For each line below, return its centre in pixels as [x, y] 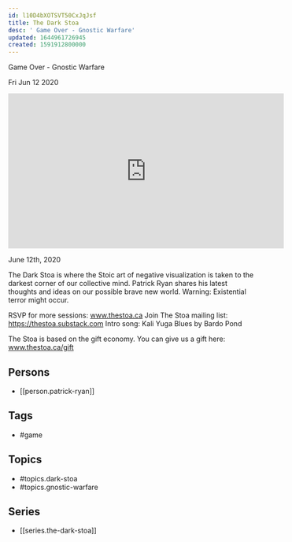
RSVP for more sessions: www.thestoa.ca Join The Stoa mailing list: [118, 315]
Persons [29, 372]
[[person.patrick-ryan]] [57, 391]
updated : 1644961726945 [47, 37]
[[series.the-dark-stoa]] [58, 531]
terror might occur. [39, 300]
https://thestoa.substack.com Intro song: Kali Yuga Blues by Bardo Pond [125, 324]
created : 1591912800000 [47, 45]
